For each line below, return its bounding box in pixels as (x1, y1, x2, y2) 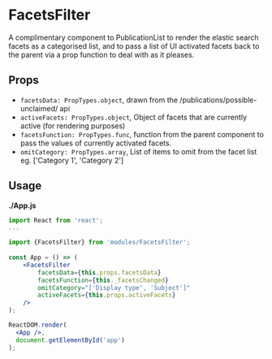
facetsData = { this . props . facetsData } (37, 268, 162, 277)
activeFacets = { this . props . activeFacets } (37, 291, 176, 300)
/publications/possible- (179, 95, 257, 105)
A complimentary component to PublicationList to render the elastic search (8, 32, 259, 42)
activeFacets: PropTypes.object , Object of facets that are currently (19, 112, 248, 122)
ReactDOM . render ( (8, 321, 67, 330)
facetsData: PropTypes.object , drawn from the (19, 95, 179, 105)
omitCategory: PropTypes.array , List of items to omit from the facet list (19, 146, 257, 156)
